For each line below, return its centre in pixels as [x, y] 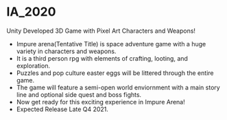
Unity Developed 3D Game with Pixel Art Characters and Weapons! [101, 31]
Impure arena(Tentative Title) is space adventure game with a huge [111, 44]
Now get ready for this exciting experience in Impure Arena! [101, 102]
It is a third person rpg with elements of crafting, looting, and [102, 58]
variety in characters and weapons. [66, 51]
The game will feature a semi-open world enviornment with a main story [118, 87]
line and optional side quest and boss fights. [79, 94]
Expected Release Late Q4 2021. [62, 109]
